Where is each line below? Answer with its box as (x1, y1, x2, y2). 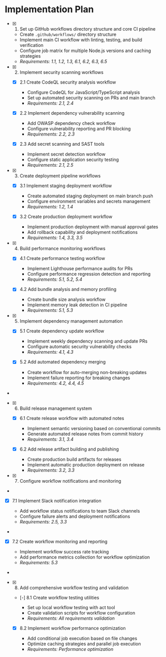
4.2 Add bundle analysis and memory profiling (19, 286, 117, 293)
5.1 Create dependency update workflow (19, 328, 105, 334)
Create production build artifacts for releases (27, 456, 121, 462)
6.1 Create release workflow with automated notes (19, 415, 124, 421)
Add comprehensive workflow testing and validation (19, 585, 129, 591)
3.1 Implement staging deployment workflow (19, 182, 112, 189)
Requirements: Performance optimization (27, 646, 114, 652)
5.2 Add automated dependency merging (19, 359, 106, 365)
